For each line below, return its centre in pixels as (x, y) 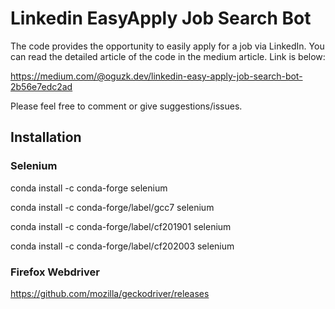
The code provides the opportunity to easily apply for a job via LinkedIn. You (167, 46)
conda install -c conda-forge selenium (89, 188)
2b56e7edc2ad (41, 86)
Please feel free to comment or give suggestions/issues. (126, 106)
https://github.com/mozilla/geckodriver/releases (110, 293)
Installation (46, 137)
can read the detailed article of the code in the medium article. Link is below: (168, 56)
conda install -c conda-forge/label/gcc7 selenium (112, 207)
